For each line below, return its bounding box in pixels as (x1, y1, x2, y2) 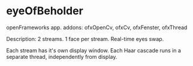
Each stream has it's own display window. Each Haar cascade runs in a (6, 46, 182, 54)
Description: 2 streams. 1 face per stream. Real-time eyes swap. (6, 35, 164, 42)
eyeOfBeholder (6, 4, 84, 18)
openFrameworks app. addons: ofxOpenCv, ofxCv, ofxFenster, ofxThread (6, 24, 188, 31)
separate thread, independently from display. (6, 53, 117, 60)
